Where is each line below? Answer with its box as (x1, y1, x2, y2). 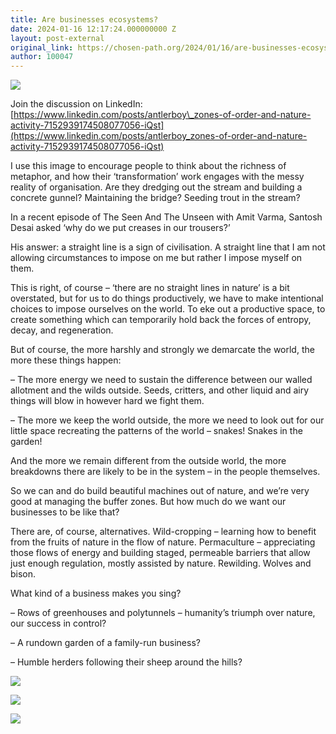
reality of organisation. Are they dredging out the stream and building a (10, 181, 303, 193)
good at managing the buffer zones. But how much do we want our (10, 496, 287, 508)
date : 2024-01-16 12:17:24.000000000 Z (10, 24, 177, 34)
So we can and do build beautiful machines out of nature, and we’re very (10, 485, 310, 497)
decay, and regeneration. (10, 324, 114, 336)
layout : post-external (10, 33, 105, 43)
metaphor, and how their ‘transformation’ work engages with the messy (10, 171, 305, 183)
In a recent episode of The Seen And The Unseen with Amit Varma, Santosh (10, 211, 323, 223)
